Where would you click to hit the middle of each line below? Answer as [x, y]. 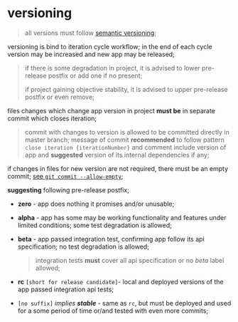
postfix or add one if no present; [96, 76]
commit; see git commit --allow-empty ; [65, 176]
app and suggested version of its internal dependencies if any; [117, 155]
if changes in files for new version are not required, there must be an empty [118, 168]
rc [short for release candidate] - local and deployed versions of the [120, 281]
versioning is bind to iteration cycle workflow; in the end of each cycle [110, 46]
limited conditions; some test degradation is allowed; [94, 225]
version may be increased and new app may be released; [91, 54]
